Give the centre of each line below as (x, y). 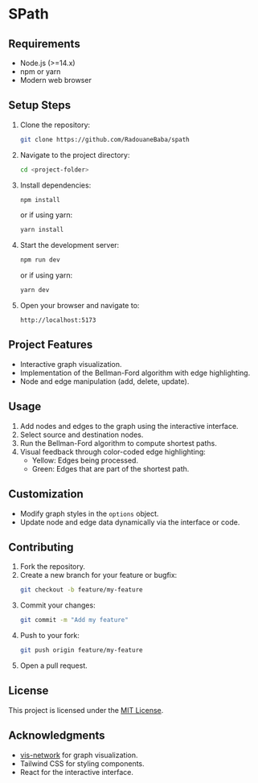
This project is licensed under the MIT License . (86, 710)
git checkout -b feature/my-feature (81, 590)
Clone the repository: (55, 125)
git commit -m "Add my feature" (74, 620)
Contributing (41, 547)
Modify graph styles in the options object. (89, 513)
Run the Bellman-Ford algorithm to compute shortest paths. (118, 443)
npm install (40, 200)
